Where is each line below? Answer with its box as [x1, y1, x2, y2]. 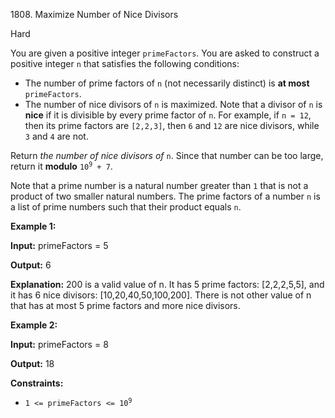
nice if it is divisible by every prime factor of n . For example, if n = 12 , [24, 109, 312, 121]
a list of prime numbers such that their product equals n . [10, 201, 242, 213]
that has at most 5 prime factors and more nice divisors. [10, 300, 241, 311]
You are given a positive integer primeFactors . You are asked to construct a [10, 47, 320, 59]
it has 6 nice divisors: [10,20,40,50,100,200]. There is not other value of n [10, 289, 312, 301]
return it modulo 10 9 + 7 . [10, 160, 113, 172]
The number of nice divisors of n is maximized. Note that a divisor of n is [24, 99, 323, 110]
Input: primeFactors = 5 [10, 240, 109, 251]
